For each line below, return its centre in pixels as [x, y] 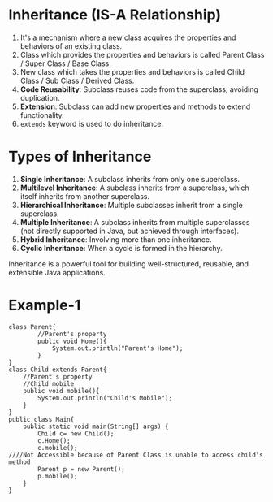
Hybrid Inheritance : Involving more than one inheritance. [116, 239]
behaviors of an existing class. [71, 45]
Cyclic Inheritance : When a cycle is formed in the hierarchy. [121, 248]
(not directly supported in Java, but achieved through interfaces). [130, 231]
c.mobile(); [58, 448]
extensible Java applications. [57, 272]
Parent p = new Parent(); [82, 469]
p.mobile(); [58, 476]
